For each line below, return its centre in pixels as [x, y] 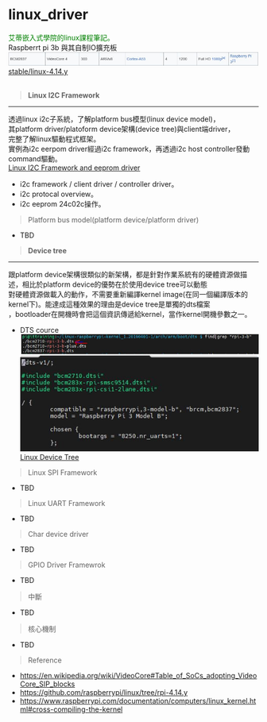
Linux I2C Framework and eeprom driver [74, 168]
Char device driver [58, 534]
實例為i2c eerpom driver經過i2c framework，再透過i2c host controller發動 [129, 149]
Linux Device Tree [49, 457]
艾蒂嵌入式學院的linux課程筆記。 [61, 37]
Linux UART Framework [66, 503]
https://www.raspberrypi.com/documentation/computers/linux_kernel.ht [138, 701]
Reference [44, 660]
